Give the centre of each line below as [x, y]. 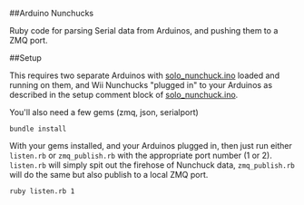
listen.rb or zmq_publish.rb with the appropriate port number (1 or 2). [141, 155]
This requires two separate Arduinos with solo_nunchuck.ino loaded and [144, 75]
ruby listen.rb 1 [42, 191]
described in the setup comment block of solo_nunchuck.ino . [124, 95]
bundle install [38, 129]
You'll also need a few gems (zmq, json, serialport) [104, 112]
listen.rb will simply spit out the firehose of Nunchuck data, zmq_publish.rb [152, 165]
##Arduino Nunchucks [51, 13]
